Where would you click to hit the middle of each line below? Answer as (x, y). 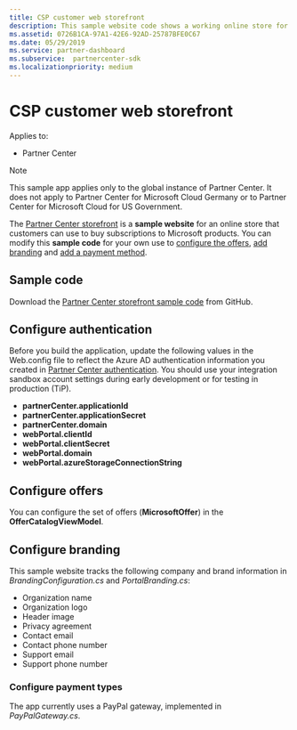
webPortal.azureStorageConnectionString (102, 463)
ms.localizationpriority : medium (71, 68)
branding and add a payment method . (78, 252)
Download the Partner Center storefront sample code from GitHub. (131, 301)
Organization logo (55, 607)
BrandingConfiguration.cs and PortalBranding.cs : (100, 580)
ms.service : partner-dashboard (67, 51)
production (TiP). (40, 389)
